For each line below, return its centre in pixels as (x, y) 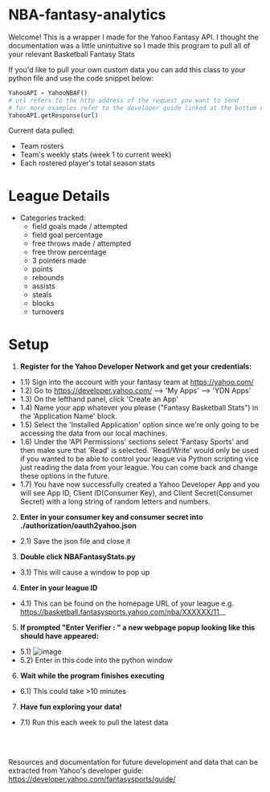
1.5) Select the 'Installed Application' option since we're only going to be (139, 425)
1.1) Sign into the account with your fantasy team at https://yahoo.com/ (137, 382)
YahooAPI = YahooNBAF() (48, 93)
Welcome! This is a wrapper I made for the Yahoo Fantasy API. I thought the (133, 37)
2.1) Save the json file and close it (75, 541)
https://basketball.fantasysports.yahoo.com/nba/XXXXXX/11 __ (123, 612)
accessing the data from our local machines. (94, 433)
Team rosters (42, 146)
